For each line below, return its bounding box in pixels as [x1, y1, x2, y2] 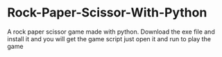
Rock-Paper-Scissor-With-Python [7, 5, 207, 21]
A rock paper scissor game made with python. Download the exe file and [7, 27, 215, 36]
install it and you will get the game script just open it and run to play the [7, 34, 212, 43]
